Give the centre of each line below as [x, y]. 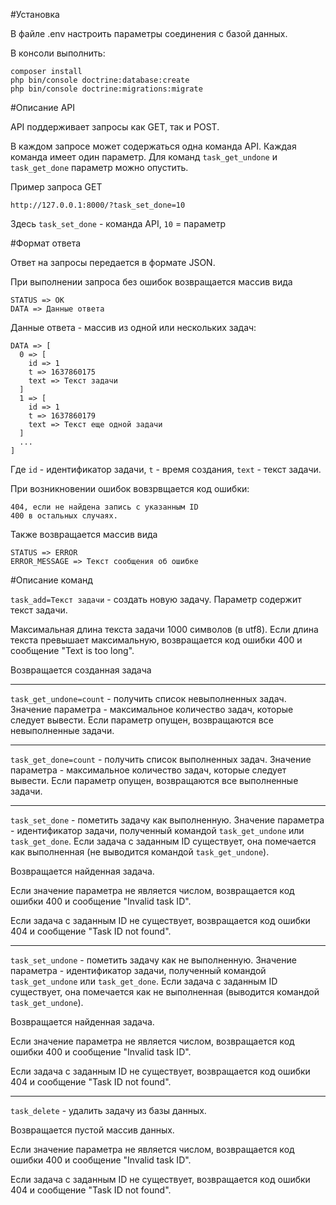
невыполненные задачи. [62, 730]
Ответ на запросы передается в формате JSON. [113, 262]
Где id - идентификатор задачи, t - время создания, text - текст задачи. [166, 469]
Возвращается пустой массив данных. [92, 1130]
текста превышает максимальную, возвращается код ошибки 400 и [156, 640]
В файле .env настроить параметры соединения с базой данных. [149, 33]
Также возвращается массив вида [84, 534]
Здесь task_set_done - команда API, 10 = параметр [118, 223]
